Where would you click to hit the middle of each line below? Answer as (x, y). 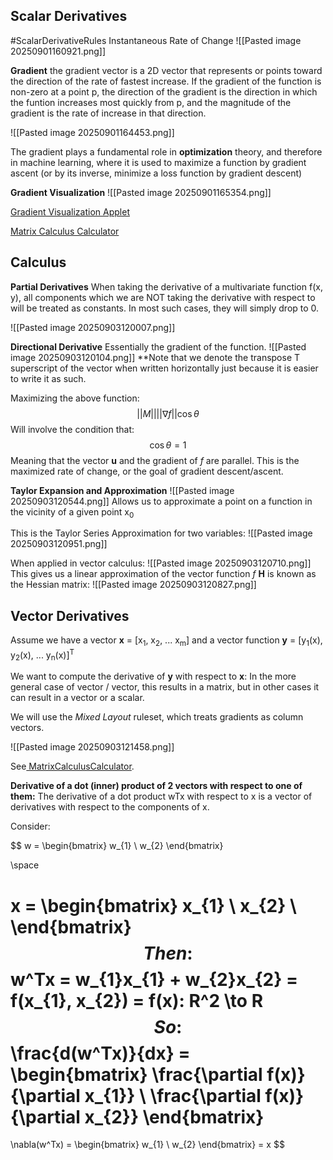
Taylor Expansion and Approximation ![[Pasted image (122, 490)
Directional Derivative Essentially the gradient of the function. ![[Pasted (158, 346)
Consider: (30, 826)
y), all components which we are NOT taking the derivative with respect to (163, 297)
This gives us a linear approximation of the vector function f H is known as (163, 574)
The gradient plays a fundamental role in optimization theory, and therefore (166, 151)
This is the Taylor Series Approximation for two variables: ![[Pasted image (161, 533)
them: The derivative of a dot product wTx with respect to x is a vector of (161, 796)
